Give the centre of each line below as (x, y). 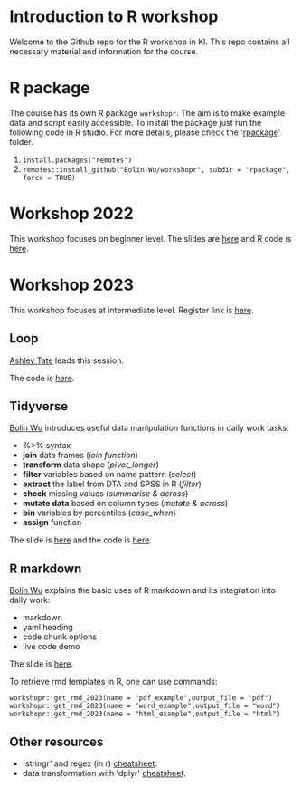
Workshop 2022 (71, 214)
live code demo (51, 647)
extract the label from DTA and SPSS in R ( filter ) (112, 484)
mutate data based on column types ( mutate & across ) (125, 504)
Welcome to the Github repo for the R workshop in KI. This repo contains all (150, 42)
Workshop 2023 (71, 285)
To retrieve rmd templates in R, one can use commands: (113, 682)
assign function (52, 523)
